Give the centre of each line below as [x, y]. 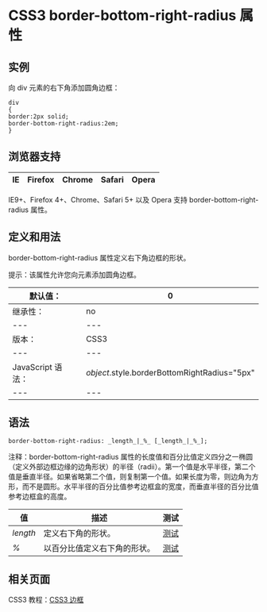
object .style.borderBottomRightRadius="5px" [170, 372]
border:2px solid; [39, 117]
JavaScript [33, 367]
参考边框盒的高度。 [40, 497]
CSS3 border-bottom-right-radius [122, 15]
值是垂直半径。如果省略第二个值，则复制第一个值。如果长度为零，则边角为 [130, 477]
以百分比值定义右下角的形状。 [99, 548]
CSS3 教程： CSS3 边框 [46, 600]
